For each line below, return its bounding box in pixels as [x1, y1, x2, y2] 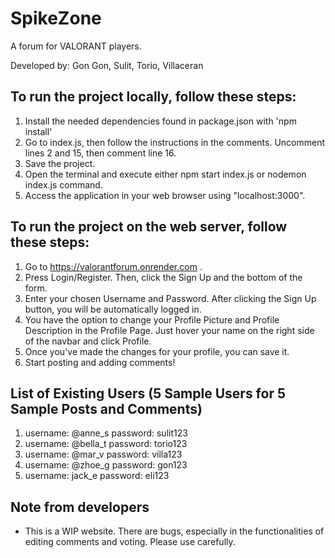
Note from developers [10, 498, 150, 516]
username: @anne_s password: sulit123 [24, 427, 188, 439]
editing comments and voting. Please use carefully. [24, 536, 236, 548]
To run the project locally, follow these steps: [10, 88, 297, 106]
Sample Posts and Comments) [10, 400, 203, 417]
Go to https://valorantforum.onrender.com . [24, 260, 203, 272]
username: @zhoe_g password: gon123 [24, 459, 188, 471]
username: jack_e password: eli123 [24, 470, 170, 482]
